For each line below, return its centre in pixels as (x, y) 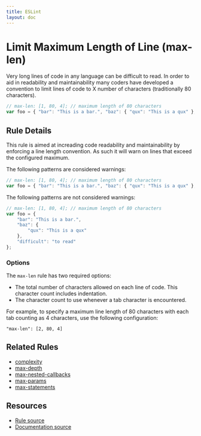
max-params (31, 380)
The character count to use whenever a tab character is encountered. (100, 300)
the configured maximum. (38, 158)
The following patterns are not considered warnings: (71, 197)
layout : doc (21, 17)
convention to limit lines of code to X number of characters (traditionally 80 (99, 89)
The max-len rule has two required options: (59, 275)
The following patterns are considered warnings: (66, 169)
